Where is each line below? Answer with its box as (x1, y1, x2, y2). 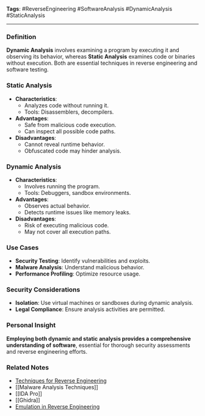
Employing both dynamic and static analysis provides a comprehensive (6, 335, 191, 342)
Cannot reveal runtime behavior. (24, 140, 106, 148)
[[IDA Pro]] (15, 390, 43, 398)
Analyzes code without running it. (24, 101, 109, 109)
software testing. (6, 66, 49, 73)
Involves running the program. (24, 183, 101, 190)
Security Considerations (6, 285, 81, 294)
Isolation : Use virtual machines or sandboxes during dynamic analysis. (15, 299, 193, 307)
